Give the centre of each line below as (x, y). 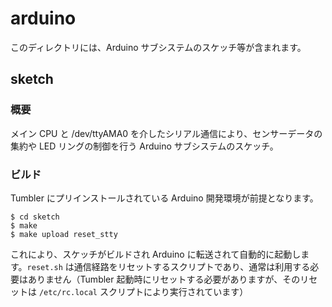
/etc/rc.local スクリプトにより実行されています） (143, 291)
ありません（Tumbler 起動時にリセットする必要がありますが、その (164, 279)
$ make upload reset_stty (64, 234)
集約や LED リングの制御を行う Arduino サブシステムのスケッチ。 (144, 146)
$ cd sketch (35, 217)
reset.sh (44, 267)
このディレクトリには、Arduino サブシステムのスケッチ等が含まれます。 (158, 47)
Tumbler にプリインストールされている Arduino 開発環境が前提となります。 (164, 198)
